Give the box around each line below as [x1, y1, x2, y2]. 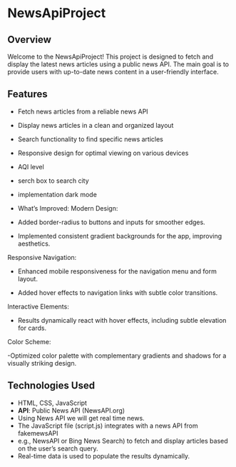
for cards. [17, 323, 47, 332]
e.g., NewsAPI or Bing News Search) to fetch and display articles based [17, 436, 228, 445]
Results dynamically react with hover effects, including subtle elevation [17, 316, 227, 324]
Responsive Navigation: [7, 253, 77, 261]
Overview [7, 34, 52, 46]
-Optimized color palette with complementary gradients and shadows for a [7, 351, 227, 360]
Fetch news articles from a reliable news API [17, 107, 148, 116]
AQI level [17, 162, 44, 171]
